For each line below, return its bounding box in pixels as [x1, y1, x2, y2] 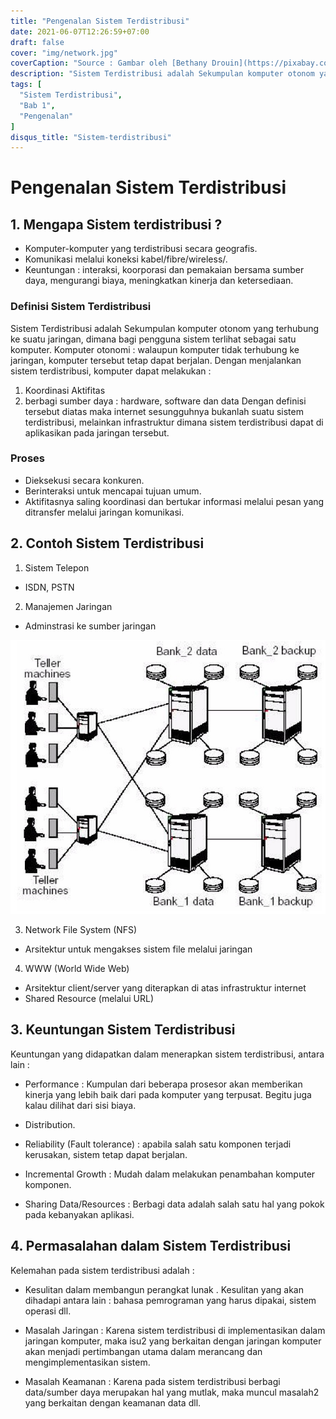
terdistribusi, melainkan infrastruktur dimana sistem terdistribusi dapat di [24, 416, 324, 428]
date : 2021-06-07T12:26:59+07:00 [10, 26, 150, 37]
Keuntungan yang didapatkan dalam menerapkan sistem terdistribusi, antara [10, 1048, 325, 1060]
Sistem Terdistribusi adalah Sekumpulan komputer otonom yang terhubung [10, 322, 320, 334]
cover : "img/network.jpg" [10, 48, 118, 58]
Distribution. [24, 1118, 76, 1130]
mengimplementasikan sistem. [24, 1356, 151, 1368]
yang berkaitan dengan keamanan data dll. [24, 1396, 202, 1409]
